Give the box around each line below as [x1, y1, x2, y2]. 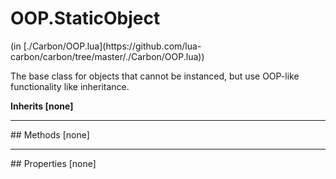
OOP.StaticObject [10, 7, 161, 30]
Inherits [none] [10, 100, 74, 112]
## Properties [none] [10, 157, 97, 169]
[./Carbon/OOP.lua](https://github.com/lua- [23, 40, 202, 52]
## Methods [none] [10, 128, 90, 141]
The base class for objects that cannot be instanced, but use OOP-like [10, 70, 300, 82]
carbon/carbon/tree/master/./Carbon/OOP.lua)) [10, 50, 205, 62]
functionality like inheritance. [10, 80, 130, 92]
